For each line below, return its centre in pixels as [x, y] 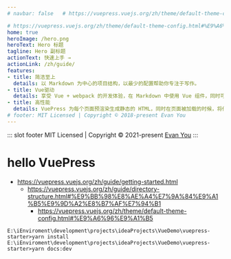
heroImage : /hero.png [38, 38]
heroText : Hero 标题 [35, 45]
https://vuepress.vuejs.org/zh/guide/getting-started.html [98, 181]
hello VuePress [52, 162]
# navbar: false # [37, 13]
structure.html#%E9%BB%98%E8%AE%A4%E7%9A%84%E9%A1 [123, 196]
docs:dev [59, 249]
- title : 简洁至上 [32, 77]
